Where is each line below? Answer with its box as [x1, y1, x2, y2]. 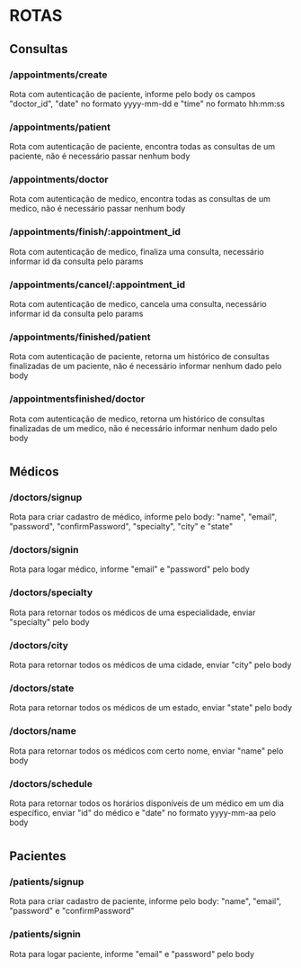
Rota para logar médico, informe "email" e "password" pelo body [9, 564, 250, 574]
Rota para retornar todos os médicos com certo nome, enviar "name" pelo [9, 745, 284, 756]
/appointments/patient [9, 121, 111, 133]
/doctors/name [9, 725, 76, 737]
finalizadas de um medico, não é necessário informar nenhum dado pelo [9, 422, 278, 433]
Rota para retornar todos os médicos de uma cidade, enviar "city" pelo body [9, 659, 292, 671]
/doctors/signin [9, 544, 79, 556]
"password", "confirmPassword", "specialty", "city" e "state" [9, 521, 234, 532]
